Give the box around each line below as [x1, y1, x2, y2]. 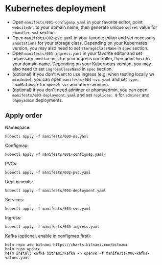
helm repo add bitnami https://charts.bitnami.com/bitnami [5, 242, 128, 247]
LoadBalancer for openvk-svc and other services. [12, 81, 109, 87]
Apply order [5, 111, 43, 120]
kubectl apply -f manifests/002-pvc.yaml [5, 170, 91, 175]
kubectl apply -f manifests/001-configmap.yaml [5, 152, 104, 157]
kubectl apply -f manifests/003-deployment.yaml [5, 188, 106, 193]
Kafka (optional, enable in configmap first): [5, 233, 92, 239]
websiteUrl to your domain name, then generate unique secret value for [12, 24, 158, 30]
